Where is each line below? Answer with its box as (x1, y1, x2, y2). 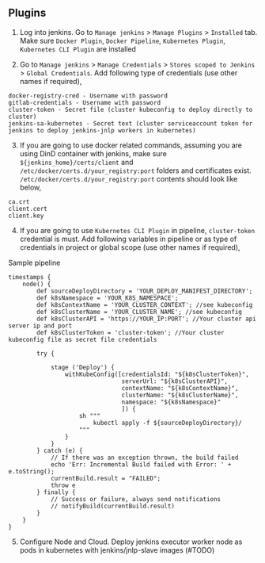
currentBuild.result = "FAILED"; (50, 474, 161, 482)
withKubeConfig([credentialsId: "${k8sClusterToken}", (64, 370, 249, 378)
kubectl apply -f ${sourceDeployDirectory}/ (93, 419, 243, 427)
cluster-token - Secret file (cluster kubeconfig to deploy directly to (8, 105, 253, 113)
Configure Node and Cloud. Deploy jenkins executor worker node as (19, 537, 243, 546)
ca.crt (8, 197, 30, 205)
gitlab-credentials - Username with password (8, 98, 161, 106)
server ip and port (8, 321, 73, 330)
